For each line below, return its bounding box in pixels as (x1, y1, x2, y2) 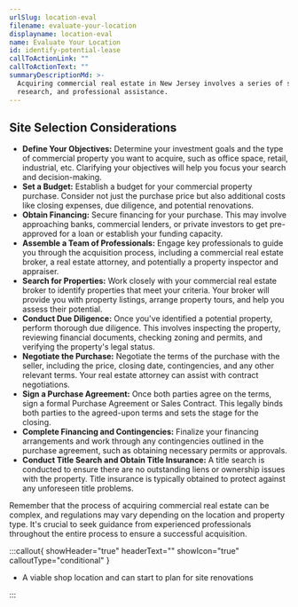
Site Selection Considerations (9, 120, 177, 135)
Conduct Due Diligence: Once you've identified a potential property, (21, 313, 273, 324)
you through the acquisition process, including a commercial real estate (21, 248, 284, 258)
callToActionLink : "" (9, 54, 90, 63)
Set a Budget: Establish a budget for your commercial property (21, 181, 253, 192)
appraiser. (21, 266, 59, 277)
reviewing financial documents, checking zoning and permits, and (21, 332, 263, 343)
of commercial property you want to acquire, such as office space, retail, (21, 153, 288, 164)
